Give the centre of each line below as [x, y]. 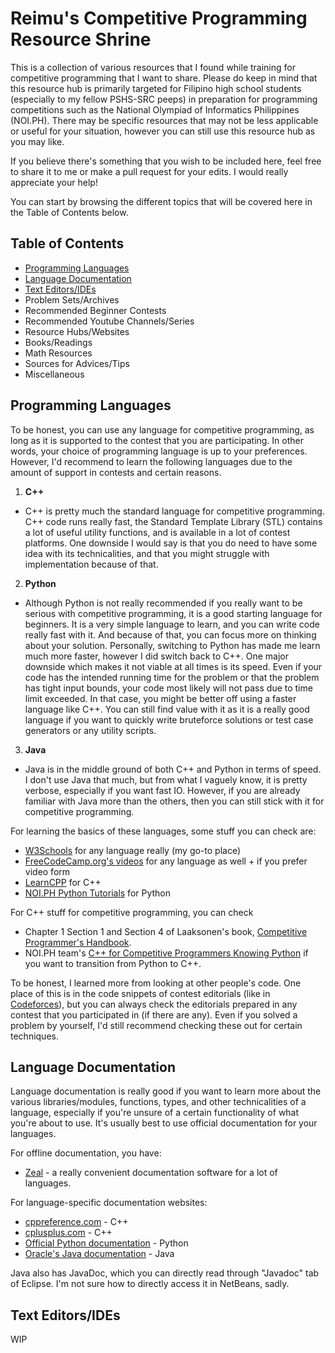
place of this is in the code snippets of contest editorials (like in [140, 993]
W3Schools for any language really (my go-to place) [133, 850]
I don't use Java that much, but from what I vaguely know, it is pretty [166, 779]
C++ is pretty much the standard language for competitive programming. [174, 511]
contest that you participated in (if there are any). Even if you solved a [154, 1014]
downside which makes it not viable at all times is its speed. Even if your [173, 666]
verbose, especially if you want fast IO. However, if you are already [162, 790]
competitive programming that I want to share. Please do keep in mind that [164, 78]
